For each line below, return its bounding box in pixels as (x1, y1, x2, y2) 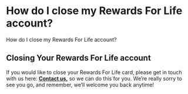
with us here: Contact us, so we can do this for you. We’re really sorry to (6, 75, 182, 82)
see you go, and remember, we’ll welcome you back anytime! (6, 81, 155, 88)
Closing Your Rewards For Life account (6, 53, 151, 63)
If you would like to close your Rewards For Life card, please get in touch (6, 69, 182, 76)
